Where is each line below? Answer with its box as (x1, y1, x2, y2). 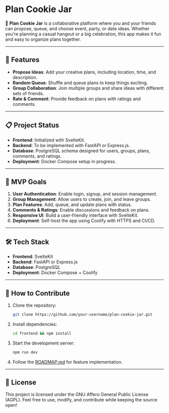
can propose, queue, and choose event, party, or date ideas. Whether (5, 25, 150, 31)
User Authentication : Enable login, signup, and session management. (12, 191, 157, 197)
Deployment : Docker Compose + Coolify (12, 269, 98, 276)
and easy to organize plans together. (5, 36, 81, 42)
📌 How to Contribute (5, 289, 70, 298)
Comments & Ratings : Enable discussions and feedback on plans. (12, 207, 150, 213)
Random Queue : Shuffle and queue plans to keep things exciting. (12, 80, 148, 86)
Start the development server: (12, 340, 75, 346)
